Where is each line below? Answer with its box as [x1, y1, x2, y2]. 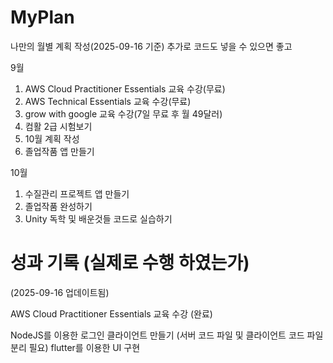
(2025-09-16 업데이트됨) [10, 286, 110, 298]
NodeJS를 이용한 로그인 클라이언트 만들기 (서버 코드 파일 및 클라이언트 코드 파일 [10, 329, 324, 341]
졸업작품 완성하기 [24, 200, 93, 212]
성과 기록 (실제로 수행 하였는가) [10, 252, 250, 275]
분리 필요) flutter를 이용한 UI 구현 [10, 341, 141, 353]
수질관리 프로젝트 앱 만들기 [24, 187, 130, 200]
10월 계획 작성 [24, 132, 80, 145]
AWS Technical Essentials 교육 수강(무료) [24, 95, 192, 107]
